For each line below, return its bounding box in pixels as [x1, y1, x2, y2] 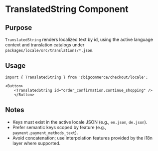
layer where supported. [12, 140, 61, 146]
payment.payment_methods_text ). [12, 130, 78, 136]
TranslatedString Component [5, 3, 129, 15]
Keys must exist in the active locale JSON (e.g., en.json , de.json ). [12, 119, 148, 125]
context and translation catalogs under [5, 42, 85, 48]
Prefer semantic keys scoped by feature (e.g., [12, 124, 107, 130]
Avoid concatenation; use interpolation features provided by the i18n [12, 135, 153, 141]
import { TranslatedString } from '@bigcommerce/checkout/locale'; [5, 75, 149, 80]
